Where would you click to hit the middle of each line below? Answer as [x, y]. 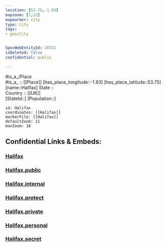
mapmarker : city [23, 20]
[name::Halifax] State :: [30, 87]
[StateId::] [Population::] [31, 98]
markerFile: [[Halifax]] [32, 117]
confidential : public [29, 57]
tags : [11, 29]
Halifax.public [23, 170]
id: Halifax [18, 108]
